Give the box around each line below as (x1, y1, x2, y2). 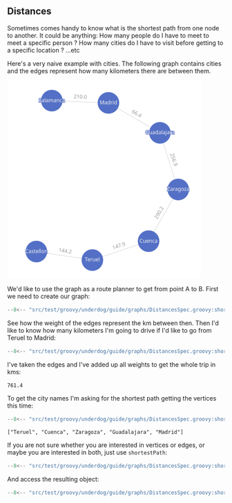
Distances (7, 6, 52, 17)
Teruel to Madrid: (7, 333, 57, 342)
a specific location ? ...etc (7, 46, 80, 54)
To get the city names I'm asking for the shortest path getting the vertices (7, 394, 217, 402)
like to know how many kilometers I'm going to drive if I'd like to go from (7, 326, 212, 334)
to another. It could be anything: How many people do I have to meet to (7, 31, 209, 39)
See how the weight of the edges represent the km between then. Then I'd (7, 318, 220, 327)
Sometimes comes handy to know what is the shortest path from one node (7, 24, 220, 32)
